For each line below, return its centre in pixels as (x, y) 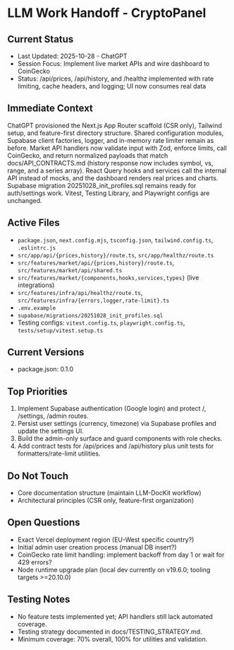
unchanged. (25, 200)
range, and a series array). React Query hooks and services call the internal (117, 170)
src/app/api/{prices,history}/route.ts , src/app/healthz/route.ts (116, 255)
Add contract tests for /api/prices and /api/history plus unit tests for (116, 446)
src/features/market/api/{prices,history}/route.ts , (96, 262)
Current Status (41, 39)
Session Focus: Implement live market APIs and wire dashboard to (113, 64)
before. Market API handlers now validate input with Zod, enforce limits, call (117, 148)
